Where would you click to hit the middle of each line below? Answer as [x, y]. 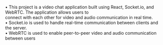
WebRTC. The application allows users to [47, 12]
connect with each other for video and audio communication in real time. [79, 17]
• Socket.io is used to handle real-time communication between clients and [82, 22]
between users [20, 38]
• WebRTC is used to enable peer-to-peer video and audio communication [81, 33]
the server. [16, 28]
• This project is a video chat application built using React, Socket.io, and [80, 7]
